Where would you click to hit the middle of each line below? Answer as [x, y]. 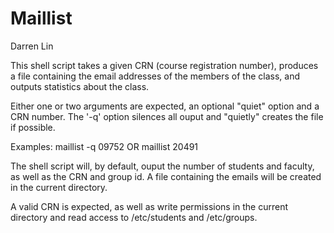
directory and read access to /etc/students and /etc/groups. [134, 217]
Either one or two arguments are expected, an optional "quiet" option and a [165, 106]
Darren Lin [32, 46]
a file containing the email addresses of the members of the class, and [155, 76]
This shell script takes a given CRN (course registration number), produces [164, 65]
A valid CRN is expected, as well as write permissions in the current [149, 206]
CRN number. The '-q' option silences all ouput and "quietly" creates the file [167, 116]
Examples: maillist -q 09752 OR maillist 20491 [104, 146]
